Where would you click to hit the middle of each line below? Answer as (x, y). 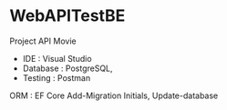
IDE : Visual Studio (57, 58)
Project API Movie (43, 41)
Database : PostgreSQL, (67, 68)
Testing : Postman (57, 77)
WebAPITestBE (67, 16)
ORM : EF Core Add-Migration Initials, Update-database (114, 95)
